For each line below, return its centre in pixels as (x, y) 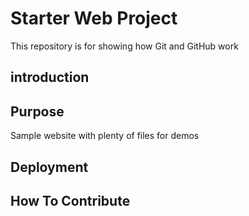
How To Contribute (70, 200)
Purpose (37, 111)
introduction (50, 77)
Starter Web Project (94, 18)
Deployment (49, 167)
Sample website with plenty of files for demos (105, 136)
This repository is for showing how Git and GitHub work (124, 46)
